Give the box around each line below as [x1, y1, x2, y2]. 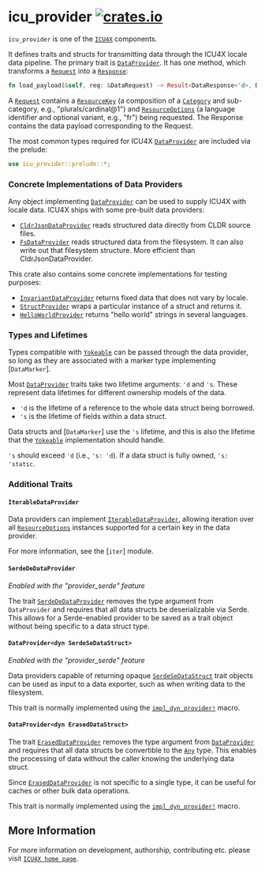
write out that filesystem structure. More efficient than [19, 245, 196, 255]
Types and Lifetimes [8, 329, 88, 340]
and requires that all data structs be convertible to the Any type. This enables [8, 745, 257, 755]
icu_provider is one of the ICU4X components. [8, 34, 158, 43]
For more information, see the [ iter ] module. [8, 546, 154, 556]
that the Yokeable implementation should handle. [8, 435, 166, 445]
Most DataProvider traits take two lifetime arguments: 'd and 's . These [8, 379, 238, 389]
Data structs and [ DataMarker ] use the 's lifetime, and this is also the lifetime [8, 427, 256, 436]
